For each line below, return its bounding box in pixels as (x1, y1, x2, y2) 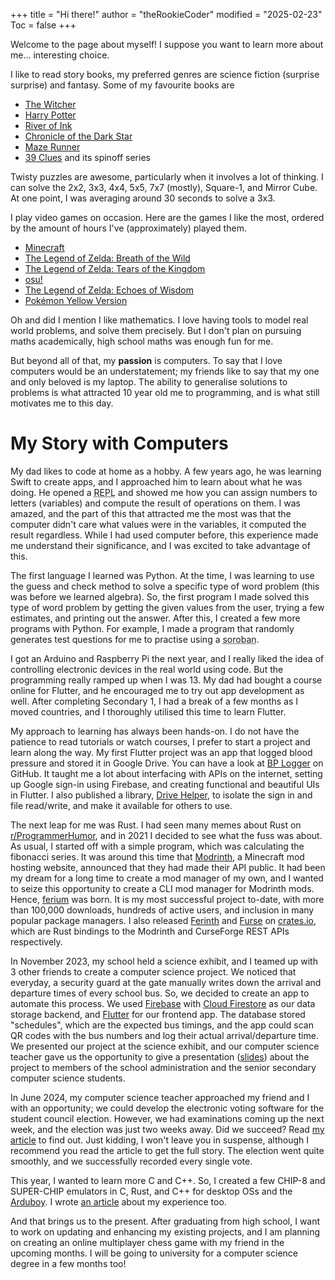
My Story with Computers (10, 432, 229, 455)
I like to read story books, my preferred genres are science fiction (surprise (10, 69, 320, 80)
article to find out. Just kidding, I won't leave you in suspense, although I (10, 1134, 310, 1146)
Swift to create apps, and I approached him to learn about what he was (10, 475, 303, 488)
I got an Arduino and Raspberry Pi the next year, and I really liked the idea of (10, 652, 325, 664)
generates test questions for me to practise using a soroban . (10, 633, 260, 645)
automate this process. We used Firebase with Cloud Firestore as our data (10, 997, 316, 1009)
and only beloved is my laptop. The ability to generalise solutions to (10, 376, 288, 388)
